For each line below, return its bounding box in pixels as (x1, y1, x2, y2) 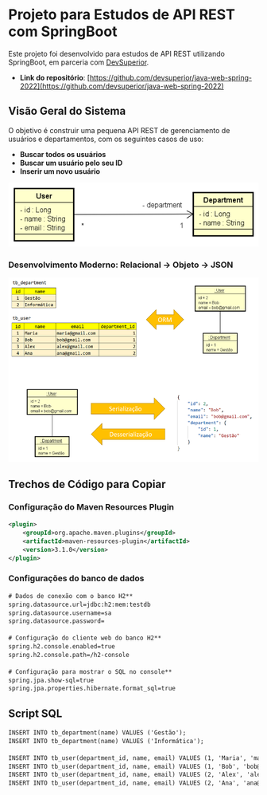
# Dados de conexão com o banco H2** (8, 592, 133, 600)
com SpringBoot (8, 22, 118, 41)
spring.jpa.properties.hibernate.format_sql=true (8, 684, 176, 693)
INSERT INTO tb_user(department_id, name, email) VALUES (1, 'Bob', (8, 762, 240, 770)
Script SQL (8, 706, 63, 720)
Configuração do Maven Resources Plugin (8, 501, 175, 512)
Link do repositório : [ (19, 73, 90, 82)
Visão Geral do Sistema (8, 104, 126, 118)
